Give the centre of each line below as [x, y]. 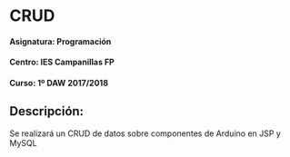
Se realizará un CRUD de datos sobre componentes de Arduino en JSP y [145, 133]
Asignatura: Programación [60, 41]
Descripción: [47, 111]
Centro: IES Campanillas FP [62, 62]
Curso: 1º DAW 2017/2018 [59, 83]
